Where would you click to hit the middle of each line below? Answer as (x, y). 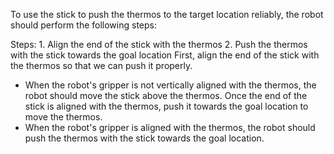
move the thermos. (63, 117)
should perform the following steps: (84, 25)
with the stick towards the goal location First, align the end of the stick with (165, 55)
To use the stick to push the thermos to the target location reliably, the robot (167, 14)
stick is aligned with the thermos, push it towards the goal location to (166, 106)
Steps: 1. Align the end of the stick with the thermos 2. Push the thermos (159, 44)
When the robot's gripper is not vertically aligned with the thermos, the (170, 85)
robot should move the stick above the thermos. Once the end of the (166, 95)
